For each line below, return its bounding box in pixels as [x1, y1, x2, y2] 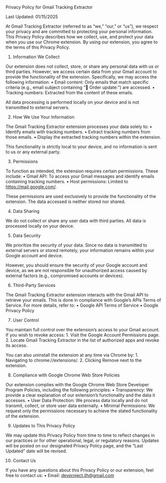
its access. [5, 343, 28, 348]
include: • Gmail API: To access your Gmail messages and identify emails [5, 173, 155, 179]
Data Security [12, 233, 41, 239]
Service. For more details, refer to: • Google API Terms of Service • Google [5, 302, 159, 308]
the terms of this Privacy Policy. [5, 44, 70, 50]
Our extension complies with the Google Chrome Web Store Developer [5, 382, 150, 387]
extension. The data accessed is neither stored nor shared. [5, 199, 125, 204]
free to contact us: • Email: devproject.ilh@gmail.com [5, 473, 114, 478]
